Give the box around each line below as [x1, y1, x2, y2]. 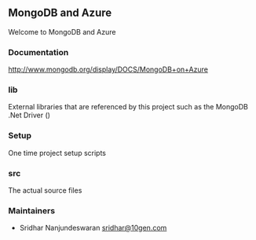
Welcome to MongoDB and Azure [8, 27, 116, 36]
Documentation [8, 46, 69, 57]
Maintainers [8, 205, 56, 216]
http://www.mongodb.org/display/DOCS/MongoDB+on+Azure [8, 65, 208, 74]
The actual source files [8, 186, 82, 195]
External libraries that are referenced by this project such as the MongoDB [8, 102, 249, 112]
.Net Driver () [8, 110, 51, 120]
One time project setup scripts [8, 148, 106, 157]
